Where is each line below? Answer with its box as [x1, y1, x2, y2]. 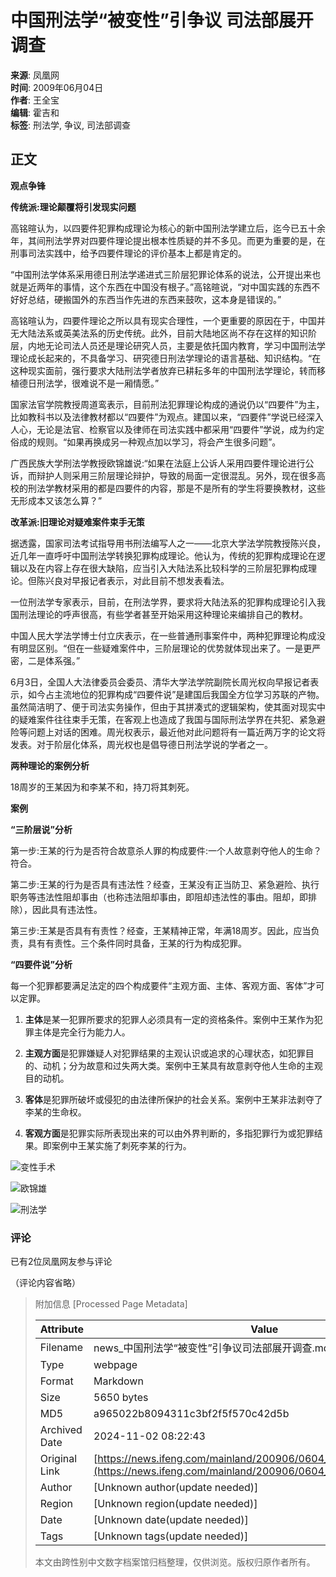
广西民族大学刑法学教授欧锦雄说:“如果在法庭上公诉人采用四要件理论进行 [10, 457, 306, 469]
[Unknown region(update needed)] [93, 1497, 258, 1511]
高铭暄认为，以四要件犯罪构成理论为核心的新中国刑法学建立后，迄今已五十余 [10, 222, 326, 234]
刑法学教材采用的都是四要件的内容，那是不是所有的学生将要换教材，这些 [27, 482, 326, 494]
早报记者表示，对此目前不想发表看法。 [71, 574, 230, 586]
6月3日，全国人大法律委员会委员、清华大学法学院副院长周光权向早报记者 [10, 676, 311, 688]
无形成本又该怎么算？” [10, 494, 103, 506]
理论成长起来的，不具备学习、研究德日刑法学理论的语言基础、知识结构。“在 [10, 352, 322, 364]
